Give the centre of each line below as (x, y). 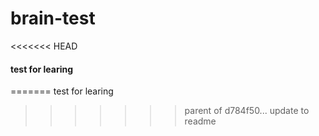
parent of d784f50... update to (247, 111)
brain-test (53, 18)
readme (200, 121)
